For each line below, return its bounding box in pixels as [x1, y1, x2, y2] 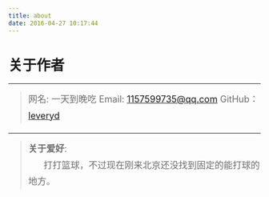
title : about [8, 11, 52, 20]
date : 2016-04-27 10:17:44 [8, 19, 98, 27]
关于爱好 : [27, 143, 67, 155]
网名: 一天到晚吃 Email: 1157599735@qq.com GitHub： [27, 94, 259, 105]
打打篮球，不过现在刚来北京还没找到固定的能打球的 [43, 159, 260, 171]
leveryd [27, 110, 60, 121]
